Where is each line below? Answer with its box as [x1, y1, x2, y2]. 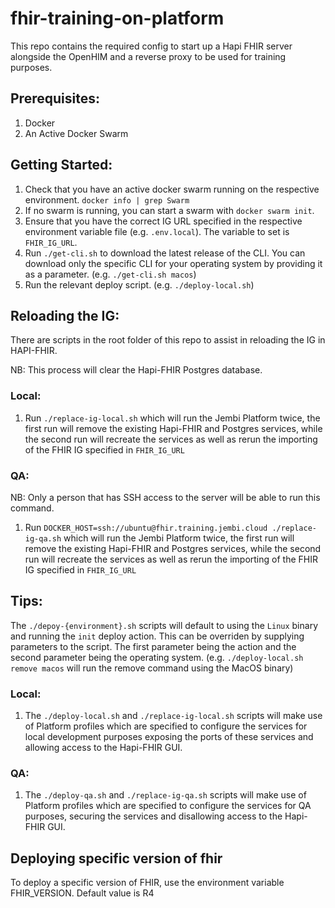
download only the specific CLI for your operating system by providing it [24, 257, 323, 269]
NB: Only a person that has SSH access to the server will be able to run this [10, 491, 321, 503]
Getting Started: [10, 157, 113, 174]
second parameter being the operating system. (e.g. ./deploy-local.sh [10, 651, 304, 663]
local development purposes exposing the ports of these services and [24, 731, 314, 743]
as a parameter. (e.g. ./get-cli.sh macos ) [24, 268, 197, 280]
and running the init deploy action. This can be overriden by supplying [10, 630, 305, 642]
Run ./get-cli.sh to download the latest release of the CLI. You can [24, 247, 306, 259]
